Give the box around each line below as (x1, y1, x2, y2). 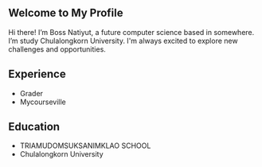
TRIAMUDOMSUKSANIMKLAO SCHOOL (19, 141, 151, 150)
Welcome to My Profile (8, 6, 123, 20)
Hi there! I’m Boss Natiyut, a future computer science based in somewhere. (8, 27, 255, 37)
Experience (8, 68, 66, 81)
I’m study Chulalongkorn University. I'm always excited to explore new (8, 36, 238, 45)
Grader (19, 88, 44, 98)
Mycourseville (19, 97, 66, 107)
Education (8, 120, 61, 134)
